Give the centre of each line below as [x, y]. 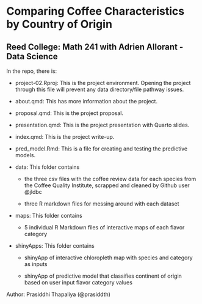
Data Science [32, 56]
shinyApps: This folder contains [55, 246]
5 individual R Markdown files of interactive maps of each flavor [104, 227]
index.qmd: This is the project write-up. [65, 137]
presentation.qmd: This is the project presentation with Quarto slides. [102, 125]
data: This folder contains [47, 167]
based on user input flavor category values [78, 282]
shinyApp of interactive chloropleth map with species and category [109, 258]
